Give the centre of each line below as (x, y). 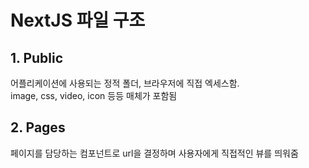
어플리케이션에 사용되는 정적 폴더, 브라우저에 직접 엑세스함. (125, 83)
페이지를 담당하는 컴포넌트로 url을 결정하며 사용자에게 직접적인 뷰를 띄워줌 (154, 153)
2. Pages (38, 127)
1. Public (37, 57)
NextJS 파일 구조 (78, 20)
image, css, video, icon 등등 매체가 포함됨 (94, 95)
